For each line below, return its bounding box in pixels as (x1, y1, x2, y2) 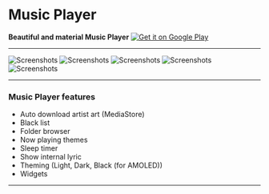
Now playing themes (19, 135, 88, 145)
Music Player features (8, 91, 96, 102)
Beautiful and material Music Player (8, 32, 130, 42)
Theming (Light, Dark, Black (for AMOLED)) (19, 160, 163, 170)
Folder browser (19, 127, 70, 136)
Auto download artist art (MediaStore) (19, 110, 146, 119)
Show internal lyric (19, 152, 82, 162)
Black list (19, 118, 50, 127)
